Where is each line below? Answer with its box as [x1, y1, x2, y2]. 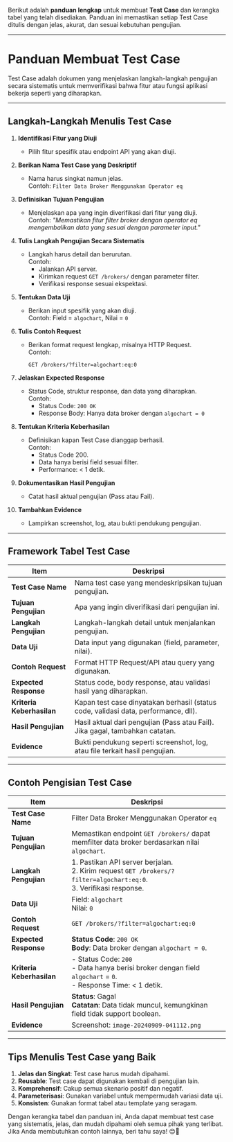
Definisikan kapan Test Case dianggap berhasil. [28, 436, 165, 444]
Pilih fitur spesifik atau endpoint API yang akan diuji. [28, 147, 176, 155]
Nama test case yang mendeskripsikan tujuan [74, 578, 223, 588]
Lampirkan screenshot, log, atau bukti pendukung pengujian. [28, 519, 202, 527]
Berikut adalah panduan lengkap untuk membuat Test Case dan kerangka [8, 6, 220, 14]
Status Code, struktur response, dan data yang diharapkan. [28, 387, 197, 395]
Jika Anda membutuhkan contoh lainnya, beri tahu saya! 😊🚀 [8, 1127, 180, 1136]
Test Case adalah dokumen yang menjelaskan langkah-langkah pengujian [8, 74, 218, 82]
